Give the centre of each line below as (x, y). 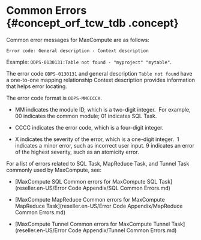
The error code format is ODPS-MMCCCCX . (54, 98)
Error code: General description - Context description (77, 51)
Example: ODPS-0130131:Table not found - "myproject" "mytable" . (89, 62)
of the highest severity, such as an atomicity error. (77, 152)
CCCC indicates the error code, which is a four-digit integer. (89, 127)
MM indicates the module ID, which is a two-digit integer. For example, (103, 109)
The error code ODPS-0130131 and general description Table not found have (100, 73)
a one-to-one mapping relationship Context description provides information (101, 80)
